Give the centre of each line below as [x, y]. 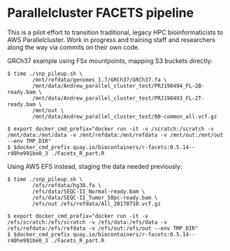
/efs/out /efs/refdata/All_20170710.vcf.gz [96, 204]
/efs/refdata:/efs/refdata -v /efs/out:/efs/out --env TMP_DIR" [103, 228]
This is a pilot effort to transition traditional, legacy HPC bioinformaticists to [115, 32]
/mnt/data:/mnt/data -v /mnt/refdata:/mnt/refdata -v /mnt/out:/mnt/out [115, 135]
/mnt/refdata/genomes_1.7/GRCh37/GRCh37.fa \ [100, 80]
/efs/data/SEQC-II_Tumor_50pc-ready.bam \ [95, 198]
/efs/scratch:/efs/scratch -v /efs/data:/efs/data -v [87, 222]
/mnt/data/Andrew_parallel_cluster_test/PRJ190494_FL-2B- [118, 86]
